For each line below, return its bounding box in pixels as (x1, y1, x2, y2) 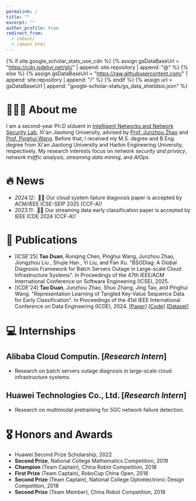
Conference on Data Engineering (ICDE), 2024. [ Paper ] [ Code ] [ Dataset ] (14, 302, 189, 310)
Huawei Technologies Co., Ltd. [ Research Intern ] (6, 391, 187, 401)
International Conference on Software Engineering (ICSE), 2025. (14, 277, 170, 285)
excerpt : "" (6, 19, 35, 25)
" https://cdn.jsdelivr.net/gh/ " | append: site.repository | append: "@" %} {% (6, 63, 188, 70)
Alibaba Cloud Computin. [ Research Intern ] (6, 352, 167, 362)
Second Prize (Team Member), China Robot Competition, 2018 (14, 489, 166, 496)
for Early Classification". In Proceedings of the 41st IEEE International (14, 296, 181, 303)
